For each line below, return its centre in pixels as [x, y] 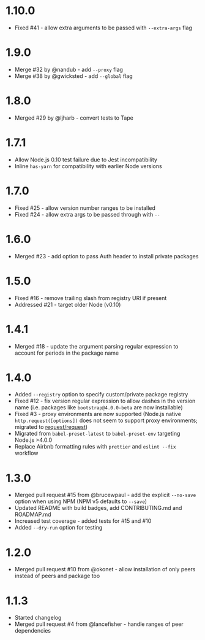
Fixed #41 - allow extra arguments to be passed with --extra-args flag [103, 28]
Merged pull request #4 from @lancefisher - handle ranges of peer [99, 624]
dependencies [33, 631]
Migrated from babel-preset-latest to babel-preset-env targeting [97, 434]
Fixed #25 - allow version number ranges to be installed [85, 208]
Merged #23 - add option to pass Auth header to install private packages [106, 256]
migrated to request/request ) [51, 427]
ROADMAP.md [33, 515]
